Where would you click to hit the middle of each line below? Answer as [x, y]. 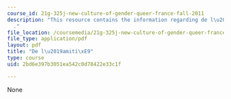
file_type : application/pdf [47, 39]
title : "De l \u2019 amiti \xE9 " [51, 52]
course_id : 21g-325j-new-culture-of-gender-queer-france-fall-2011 [106, 13]
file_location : [29, 32]
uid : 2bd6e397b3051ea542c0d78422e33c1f [64, 64]
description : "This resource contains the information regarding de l [110, 20]
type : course [26, 58]
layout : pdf [24, 45]
